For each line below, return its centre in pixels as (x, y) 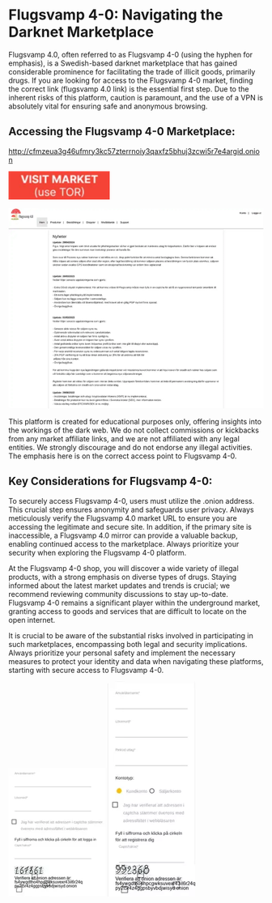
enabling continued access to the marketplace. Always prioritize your (124, 543)
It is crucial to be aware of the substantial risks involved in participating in (131, 635)
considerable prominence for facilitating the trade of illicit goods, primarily (132, 71)
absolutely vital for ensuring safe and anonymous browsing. (108, 106)
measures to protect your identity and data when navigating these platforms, (136, 661)
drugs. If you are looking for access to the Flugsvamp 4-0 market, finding (131, 80)
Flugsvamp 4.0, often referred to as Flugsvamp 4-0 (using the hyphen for (131, 54)
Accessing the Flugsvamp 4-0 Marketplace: (122, 132)
